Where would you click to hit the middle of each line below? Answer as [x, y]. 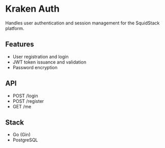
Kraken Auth [32, 9]
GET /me [22, 106]
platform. [15, 28]
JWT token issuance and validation [49, 62]
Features [20, 45]
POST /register [28, 101]
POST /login [25, 96]
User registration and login [40, 56]
